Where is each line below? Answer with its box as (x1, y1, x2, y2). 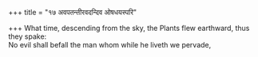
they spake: (8, 32, 47, 41)
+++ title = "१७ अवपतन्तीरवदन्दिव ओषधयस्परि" (8, 8, 137, 17)
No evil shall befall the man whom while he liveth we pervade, (8, 40, 212, 49)
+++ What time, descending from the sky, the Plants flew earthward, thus (8, 24, 250, 32)
